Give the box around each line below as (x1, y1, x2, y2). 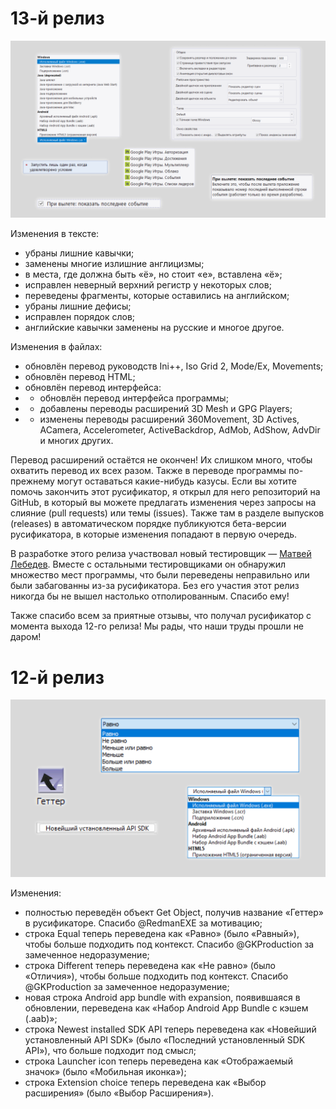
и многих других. (39, 435, 114, 447)
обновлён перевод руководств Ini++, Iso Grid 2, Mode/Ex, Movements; (24, 360, 324, 372)
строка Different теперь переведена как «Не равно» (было (24, 959, 276, 971)
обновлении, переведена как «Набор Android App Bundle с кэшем (24, 1002, 309, 1014)
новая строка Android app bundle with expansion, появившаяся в (24, 991, 301, 1003)
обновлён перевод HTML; (24, 371, 136, 383)
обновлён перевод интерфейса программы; (39, 392, 229, 404)
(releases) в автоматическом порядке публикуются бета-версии (10, 518, 287, 530)
